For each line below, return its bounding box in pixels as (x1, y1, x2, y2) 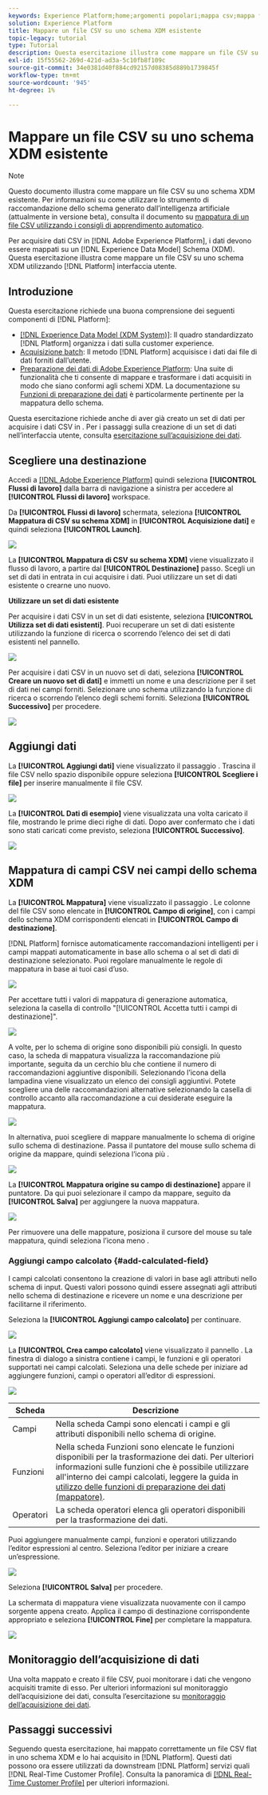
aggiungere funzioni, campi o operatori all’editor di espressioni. (8, 1370, 216, 1380)
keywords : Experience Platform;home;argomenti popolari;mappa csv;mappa (8, 11, 255, 20)
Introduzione (8, 285, 74, 298)
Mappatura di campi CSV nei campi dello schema (8, 863, 258, 877)
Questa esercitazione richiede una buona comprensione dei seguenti (8, 306, 235, 316)
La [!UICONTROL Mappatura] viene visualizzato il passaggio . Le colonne (8, 897, 251, 907)
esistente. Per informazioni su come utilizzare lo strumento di (8, 195, 210, 205)
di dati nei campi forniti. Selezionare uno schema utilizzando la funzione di (8, 684, 253, 694)
